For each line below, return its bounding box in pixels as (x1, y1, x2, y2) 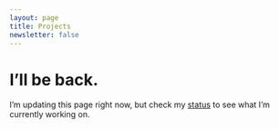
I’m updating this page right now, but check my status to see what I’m (9, 99, 271, 110)
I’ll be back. (9, 69, 98, 90)
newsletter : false (9, 30, 79, 39)
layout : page (9, 13, 59, 23)
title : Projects (9, 22, 71, 31)
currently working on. (9, 109, 90, 120)
